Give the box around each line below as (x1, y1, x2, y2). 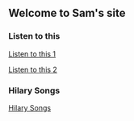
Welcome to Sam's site (8, 6, 126, 20)
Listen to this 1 (8, 48, 57, 59)
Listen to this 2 (8, 65, 58, 74)
